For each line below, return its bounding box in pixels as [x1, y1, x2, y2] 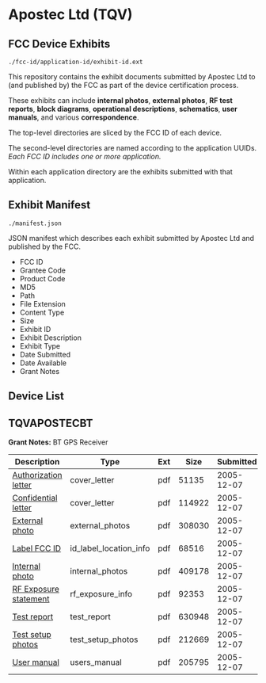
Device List [8, 390, 65, 403]
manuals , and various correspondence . [8, 113, 139, 122]
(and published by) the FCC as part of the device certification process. [8, 81, 239, 90]
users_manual [70, 657, 123, 668]
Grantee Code [19, 265, 66, 275]
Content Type [19, 307, 65, 317]
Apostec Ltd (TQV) [8, 6, 133, 24]
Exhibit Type [19, 341, 61, 350]
